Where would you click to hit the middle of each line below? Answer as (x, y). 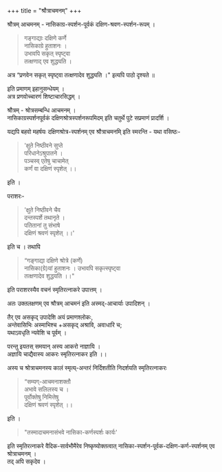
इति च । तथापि (24, 247)
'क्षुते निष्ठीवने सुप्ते (43, 145)
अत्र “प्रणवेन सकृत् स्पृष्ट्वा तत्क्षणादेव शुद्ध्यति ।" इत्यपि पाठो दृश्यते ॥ (81, 75)
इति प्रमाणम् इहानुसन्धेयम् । (36, 89)
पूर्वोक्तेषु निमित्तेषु (41, 397)
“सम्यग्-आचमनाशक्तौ (47, 382)
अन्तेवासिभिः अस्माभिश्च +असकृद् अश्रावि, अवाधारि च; (65, 325)
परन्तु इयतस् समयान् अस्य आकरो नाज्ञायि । (54, 346)
